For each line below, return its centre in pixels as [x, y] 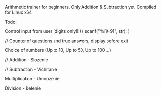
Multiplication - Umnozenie [32, 79]
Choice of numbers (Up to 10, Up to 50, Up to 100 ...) [58, 50]
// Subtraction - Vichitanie [31, 69]
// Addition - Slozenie [27, 60]
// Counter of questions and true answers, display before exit [67, 41]
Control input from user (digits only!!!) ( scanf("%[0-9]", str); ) [67, 31]
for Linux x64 [19, 12]
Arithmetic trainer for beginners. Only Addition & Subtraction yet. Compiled [81, 7]
